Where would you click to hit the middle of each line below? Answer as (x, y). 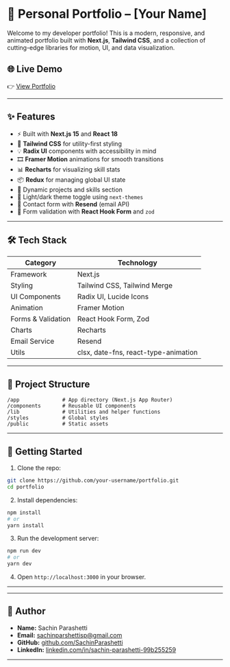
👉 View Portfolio (31, 86)
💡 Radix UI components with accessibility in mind (87, 151)
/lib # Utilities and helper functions (84, 412)
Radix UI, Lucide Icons (113, 296)
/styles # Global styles (58, 418)
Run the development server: (58, 539)
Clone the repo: (39, 468)
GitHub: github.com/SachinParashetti (70, 642)
